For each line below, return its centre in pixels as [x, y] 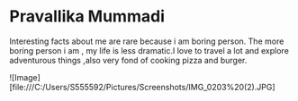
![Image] [25, 77]
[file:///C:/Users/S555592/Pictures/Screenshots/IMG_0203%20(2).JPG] [143, 87]
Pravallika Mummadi [87, 17]
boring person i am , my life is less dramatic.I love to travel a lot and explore [149, 50]
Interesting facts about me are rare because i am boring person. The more [147, 41]
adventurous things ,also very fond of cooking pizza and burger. [128, 60]
